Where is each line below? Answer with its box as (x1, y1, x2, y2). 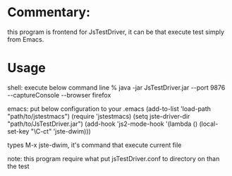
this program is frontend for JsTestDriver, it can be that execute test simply (7, 28, 224, 36)
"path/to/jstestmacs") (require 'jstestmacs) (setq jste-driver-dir (7, 112, 190, 120)
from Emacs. (7, 35, 44, 43)
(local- (199, 119, 219, 128)
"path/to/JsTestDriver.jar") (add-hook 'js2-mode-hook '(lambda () (7, 119, 198, 128)
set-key (7, 127, 30, 135)
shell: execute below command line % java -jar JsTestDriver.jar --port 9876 (7, 83, 226, 92)
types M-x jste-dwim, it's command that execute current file (7, 141, 182, 149)
